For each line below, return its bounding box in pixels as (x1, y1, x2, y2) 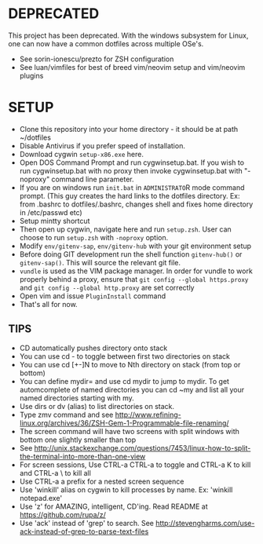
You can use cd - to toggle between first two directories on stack (19, 351, 230, 361)
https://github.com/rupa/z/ (19, 509, 106, 519)
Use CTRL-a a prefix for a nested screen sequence (19, 476, 184, 486)
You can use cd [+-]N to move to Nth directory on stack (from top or (19, 360, 241, 369)
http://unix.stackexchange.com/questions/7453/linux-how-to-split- (34, 443, 251, 452)
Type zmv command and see (19, 410, 114, 419)
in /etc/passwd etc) (19, 207, 82, 217)
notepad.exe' (19, 493, 63, 502)
